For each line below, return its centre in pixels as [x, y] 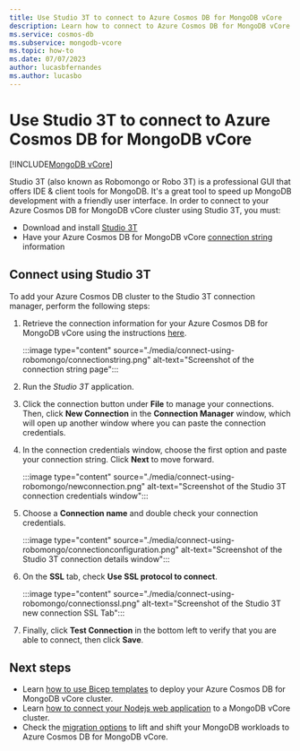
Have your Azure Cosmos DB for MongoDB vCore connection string [147, 237]
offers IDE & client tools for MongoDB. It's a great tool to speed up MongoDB [150, 191]
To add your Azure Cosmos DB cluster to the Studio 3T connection [132, 296]
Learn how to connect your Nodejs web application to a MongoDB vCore [156, 708]
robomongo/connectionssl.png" [81, 603]
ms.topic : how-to [42, 51]
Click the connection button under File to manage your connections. [148, 403]
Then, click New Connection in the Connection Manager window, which [156, 413]
